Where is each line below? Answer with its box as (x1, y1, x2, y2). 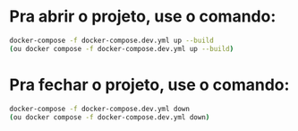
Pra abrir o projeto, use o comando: (9, 6, 277, 27)
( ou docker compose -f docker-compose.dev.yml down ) (9, 112, 210, 122)
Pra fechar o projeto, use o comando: (9, 74, 290, 95)
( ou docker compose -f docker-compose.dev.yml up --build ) (9, 44, 234, 53)
